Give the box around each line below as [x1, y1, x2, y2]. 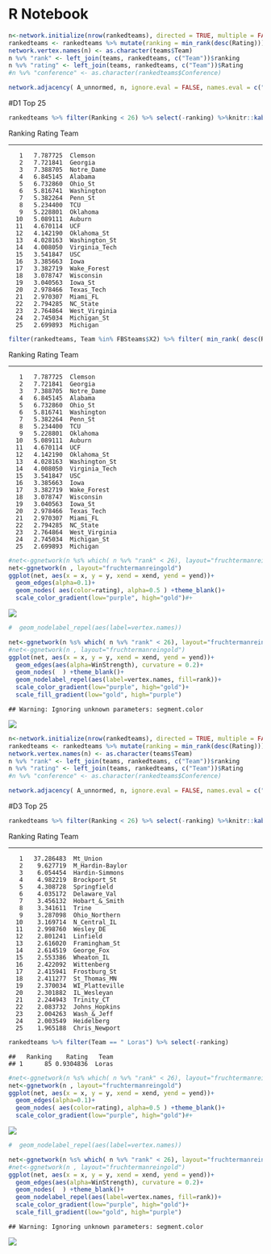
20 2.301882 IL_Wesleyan [15, 989, 114, 997]
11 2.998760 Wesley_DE [15, 925, 106, 933]
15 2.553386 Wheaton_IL [15, 953, 110, 961]
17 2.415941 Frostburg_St [15, 968, 117, 976]
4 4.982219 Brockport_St [19, 876, 117, 884]
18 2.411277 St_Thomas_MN [15, 974, 117, 983]
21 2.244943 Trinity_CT [15, 996, 110, 1004]
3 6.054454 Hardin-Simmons [19, 868, 125, 876]
